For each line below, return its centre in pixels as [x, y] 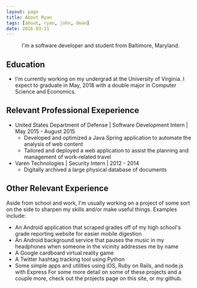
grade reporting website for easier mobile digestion [78, 233]
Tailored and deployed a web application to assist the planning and [106, 150]
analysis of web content [53, 144]
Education [26, 64]
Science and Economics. [45, 92]
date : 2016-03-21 [28, 28]
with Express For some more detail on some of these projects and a [98, 272]
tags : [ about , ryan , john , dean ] [48, 23]
